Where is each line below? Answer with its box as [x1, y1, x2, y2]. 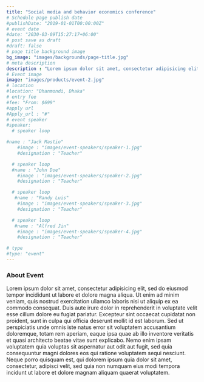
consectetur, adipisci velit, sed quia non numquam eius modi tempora [6, 363, 180, 370]
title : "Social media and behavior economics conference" [6, 9, 156, 15]
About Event [6, 271, 44, 279]
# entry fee [6, 94, 36, 100]
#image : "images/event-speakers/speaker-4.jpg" [17, 228, 143, 235]
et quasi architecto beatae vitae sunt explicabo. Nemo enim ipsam [6, 336, 172, 344]
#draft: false [6, 43, 42, 49]
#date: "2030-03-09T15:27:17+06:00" [6, 32, 99, 38]
